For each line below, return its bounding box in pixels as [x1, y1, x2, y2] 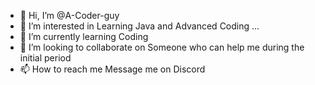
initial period [19, 52, 72, 64]
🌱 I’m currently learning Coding [19, 31, 149, 42]
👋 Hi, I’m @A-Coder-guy [19, 10, 120, 21]
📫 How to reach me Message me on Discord [19, 63, 206, 75]
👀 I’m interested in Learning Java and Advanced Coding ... [19, 20, 260, 32]
